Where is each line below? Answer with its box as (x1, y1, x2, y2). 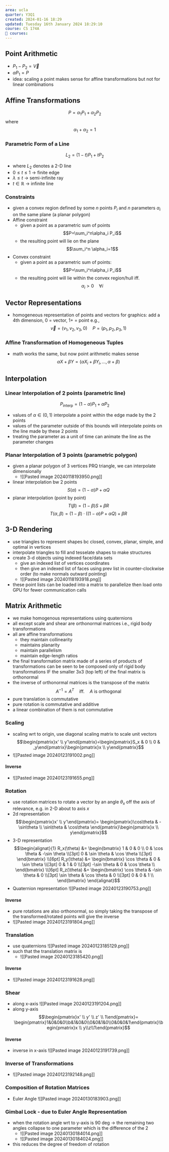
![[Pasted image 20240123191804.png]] (12, 919, 95, 925)
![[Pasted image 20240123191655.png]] (12, 775, 95, 781)
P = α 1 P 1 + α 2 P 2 (68, 110, 102, 117)
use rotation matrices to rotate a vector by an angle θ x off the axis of (12, 799, 155, 806)
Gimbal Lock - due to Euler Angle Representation (5, 1108, 127, 1115)
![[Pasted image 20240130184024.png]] (20, 1136, 103, 1142)
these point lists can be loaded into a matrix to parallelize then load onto (12, 582, 162, 588)
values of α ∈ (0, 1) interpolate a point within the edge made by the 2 (12, 412, 156, 418)
